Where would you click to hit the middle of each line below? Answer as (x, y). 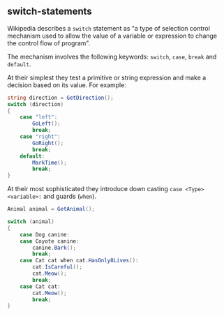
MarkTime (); (50, 163)
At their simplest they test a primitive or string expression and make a (107, 77)
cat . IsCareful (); (57, 267)
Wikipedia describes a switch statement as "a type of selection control (109, 28)
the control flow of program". (49, 43)
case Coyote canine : (50, 241)
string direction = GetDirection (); (60, 98)
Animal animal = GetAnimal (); (51, 209)
